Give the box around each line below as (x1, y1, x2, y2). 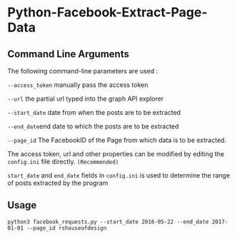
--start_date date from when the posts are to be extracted (7, 108, 181, 116)
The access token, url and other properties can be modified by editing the (7, 150, 225, 158)
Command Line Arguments (7, 48, 130, 60)
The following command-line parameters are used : (7, 67, 158, 75)
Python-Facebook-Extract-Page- (7, 4, 208, 21)
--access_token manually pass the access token (7, 81, 148, 89)
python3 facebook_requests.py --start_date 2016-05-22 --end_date (7, 218, 209, 225)
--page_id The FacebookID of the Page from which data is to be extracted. (7, 136, 227, 144)
